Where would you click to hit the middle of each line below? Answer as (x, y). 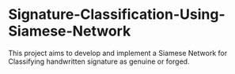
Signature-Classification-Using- (117, 15)
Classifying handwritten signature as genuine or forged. (99, 61)
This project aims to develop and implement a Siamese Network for (118, 53)
